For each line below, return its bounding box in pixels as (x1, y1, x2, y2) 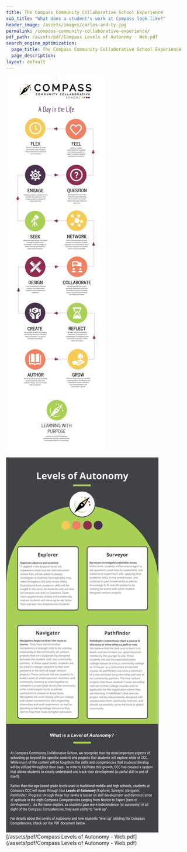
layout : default (6, 59, 46, 64)
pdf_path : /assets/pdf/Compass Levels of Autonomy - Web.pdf (6, 34, 158, 40)
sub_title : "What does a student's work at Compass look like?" (6, 15, 166, 22)
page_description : (11, 53, 57, 59)
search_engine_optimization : (6, 40, 77, 46)
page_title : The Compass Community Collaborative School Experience (11, 47, 182, 53)
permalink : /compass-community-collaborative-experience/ (6, 28, 150, 34)
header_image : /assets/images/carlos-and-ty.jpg (6, 22, 127, 28)
